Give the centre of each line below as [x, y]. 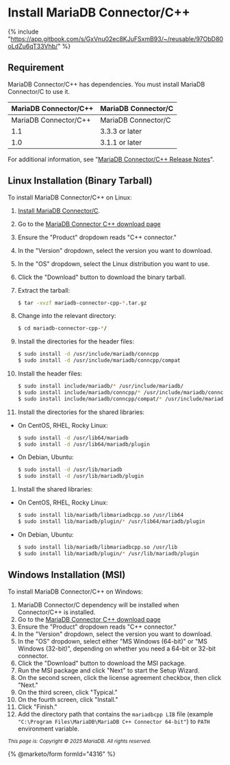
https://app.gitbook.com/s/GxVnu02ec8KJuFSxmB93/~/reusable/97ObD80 [117, 38]
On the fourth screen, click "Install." [68, 699]
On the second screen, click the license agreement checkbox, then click [119, 677]
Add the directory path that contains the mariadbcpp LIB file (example [115, 714]
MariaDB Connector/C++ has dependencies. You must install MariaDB [106, 84]
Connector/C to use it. [39, 91]
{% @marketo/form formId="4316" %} [62, 754]
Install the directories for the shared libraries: [81, 412]
